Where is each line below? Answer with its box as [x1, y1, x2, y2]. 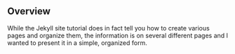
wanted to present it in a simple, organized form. [7, 38, 147, 47]
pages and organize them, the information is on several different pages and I [7, 31, 229, 39]
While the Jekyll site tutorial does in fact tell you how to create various [7, 24, 210, 32]
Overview [7, 6, 51, 17]
